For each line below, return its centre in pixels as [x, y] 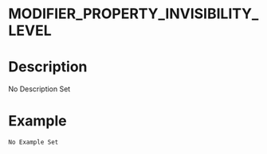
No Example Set [33, 142]
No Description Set [39, 89]
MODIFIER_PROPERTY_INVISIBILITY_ [133, 14]
